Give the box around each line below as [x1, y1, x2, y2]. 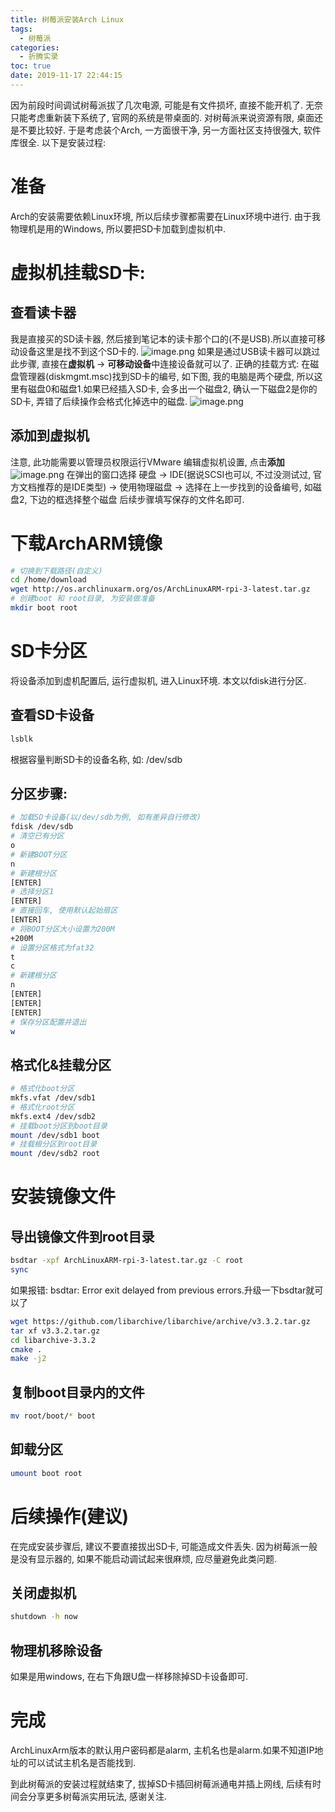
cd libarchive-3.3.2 [10, 1335, 97, 1345]
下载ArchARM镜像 [10, 532, 163, 555]
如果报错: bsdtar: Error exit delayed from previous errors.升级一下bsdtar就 [10, 1284, 315, 1296]
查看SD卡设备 [10, 707, 95, 724]
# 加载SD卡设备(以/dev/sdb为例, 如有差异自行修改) [10, 812, 202, 823]
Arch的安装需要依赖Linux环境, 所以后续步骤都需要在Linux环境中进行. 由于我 [10, 210, 321, 222]
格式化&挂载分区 [10, 1056, 112, 1073]
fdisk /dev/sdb [10, 822, 74, 832]
